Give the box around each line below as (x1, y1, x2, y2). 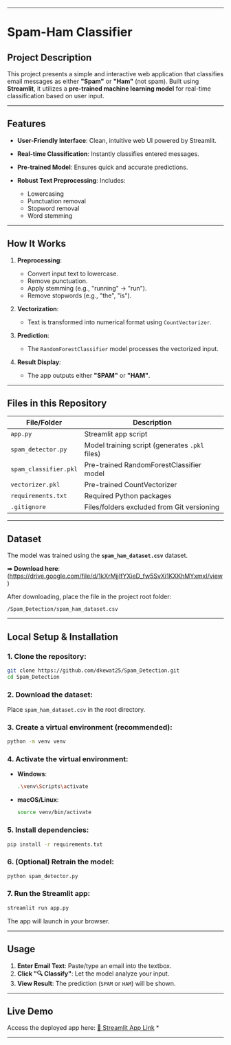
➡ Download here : (7, 565, 60, 573)
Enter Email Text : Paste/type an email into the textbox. (16, 961, 172, 969)
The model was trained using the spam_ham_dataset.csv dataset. (7, 551, 188, 560)
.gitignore (10, 503, 46, 511)
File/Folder (26, 418, 63, 427)
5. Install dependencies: (7, 825, 89, 835)
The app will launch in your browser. (7, 917, 110, 925)
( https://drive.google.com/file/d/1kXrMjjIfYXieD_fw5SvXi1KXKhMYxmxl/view (7, 572, 223, 581)
